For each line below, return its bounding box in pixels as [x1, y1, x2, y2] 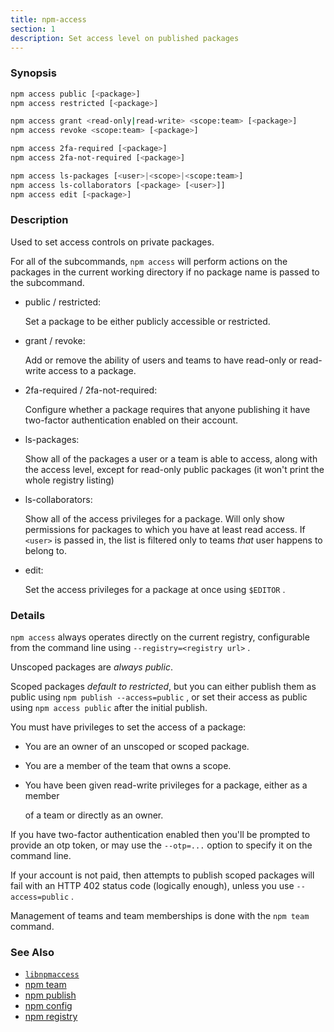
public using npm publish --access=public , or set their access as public [10, 691, 308, 703]
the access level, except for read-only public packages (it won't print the [24, 463, 325, 475]
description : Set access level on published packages [10, 33, 240, 43]
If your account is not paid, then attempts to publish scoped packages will [10, 869, 315, 881]
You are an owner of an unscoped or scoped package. [24, 741, 250, 753]
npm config [24, 1000, 73, 1012]
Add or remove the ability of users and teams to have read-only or [24, 354, 298, 366]
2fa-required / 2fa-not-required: [24, 384, 158, 396]
